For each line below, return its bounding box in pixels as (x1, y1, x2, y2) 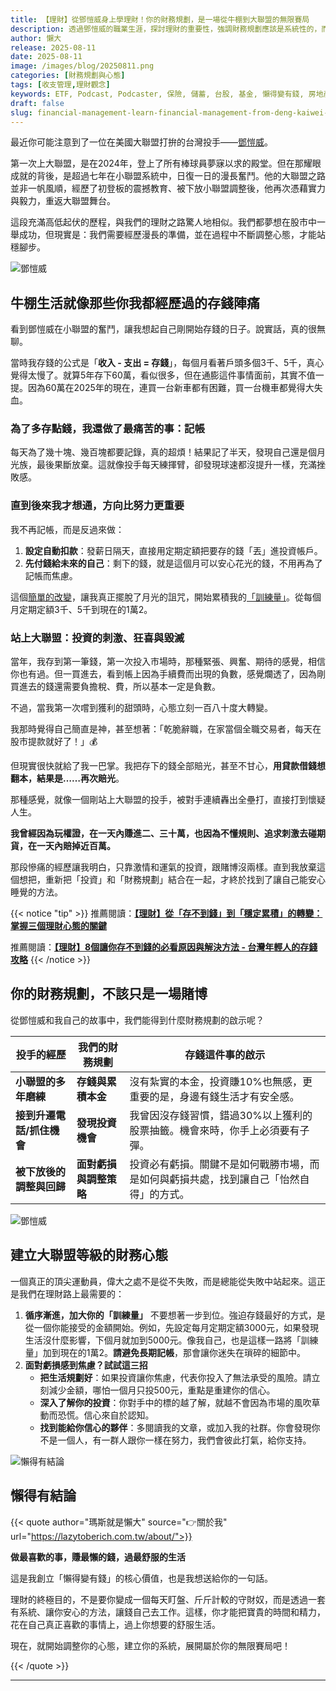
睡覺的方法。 (10, 886, 63, 898)
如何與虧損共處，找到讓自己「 (139, 1172, 280, 1186)
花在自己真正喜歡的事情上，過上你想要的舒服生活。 (10, 1618, 221, 1630)
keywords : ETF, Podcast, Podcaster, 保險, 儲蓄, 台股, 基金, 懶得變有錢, (10, 89, 305, 99)
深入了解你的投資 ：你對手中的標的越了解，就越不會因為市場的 (39, 1396, 295, 1408)
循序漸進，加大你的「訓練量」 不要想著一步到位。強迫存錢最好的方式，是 (24, 1309, 326, 1321)
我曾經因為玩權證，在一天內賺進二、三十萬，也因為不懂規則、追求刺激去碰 (10, 827, 317, 840)
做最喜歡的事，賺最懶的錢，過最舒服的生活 (10, 1551, 186, 1563)
